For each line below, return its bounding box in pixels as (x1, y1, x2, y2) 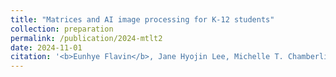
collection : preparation (10, 24, 114, 34)
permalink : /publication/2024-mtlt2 (10, 33, 163, 43)
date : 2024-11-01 (10, 42, 83, 53)
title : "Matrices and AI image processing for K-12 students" (10, 14, 275, 25)
